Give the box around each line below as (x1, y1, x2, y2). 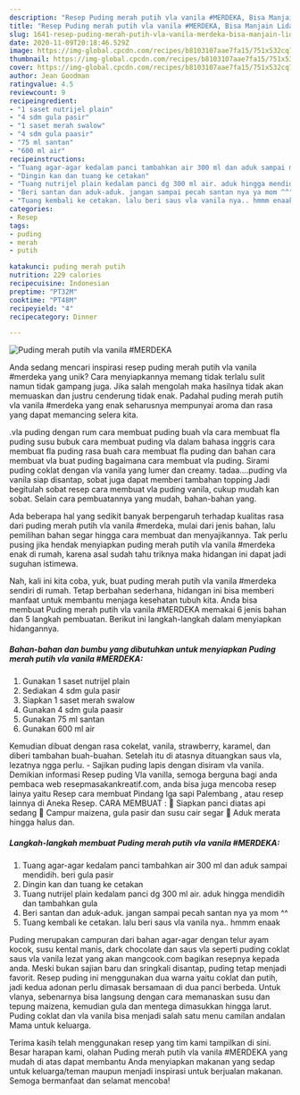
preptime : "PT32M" (9, 287, 78, 296)
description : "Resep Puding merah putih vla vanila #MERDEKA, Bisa (9, 13, 266, 22)
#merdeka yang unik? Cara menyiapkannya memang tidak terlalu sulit (9, 372, 265, 382)
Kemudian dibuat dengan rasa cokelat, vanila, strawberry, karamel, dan (9, 740, 271, 752)
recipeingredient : (9, 96, 78, 106)
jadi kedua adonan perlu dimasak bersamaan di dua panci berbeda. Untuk (9, 982, 281, 993)
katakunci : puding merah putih (9, 262, 126, 271)
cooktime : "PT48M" (9, 295, 78, 304)
